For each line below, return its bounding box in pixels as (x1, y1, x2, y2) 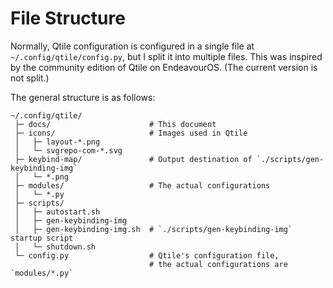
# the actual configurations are (148, 259, 288, 269)
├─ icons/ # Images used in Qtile (14, 128, 248, 138)
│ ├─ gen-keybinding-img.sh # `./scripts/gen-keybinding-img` (14, 224, 293, 234)
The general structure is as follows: (10, 91, 156, 103)
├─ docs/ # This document (14, 119, 217, 129)
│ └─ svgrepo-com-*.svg (14, 145, 123, 156)
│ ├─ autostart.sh (14, 207, 101, 217)
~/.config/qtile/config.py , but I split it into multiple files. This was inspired (10, 50, 323, 62)
